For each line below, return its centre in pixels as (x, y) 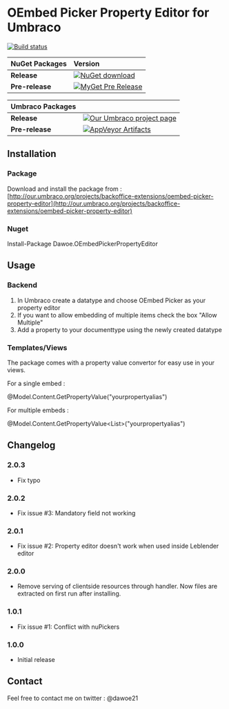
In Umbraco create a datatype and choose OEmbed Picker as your (111, 300)
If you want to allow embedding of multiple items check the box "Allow (117, 315)
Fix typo (29, 480)
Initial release (36, 660)
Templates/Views (37, 347)
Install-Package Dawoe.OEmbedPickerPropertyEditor (83, 243)
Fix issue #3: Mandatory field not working (76, 513)
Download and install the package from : (64, 189)
